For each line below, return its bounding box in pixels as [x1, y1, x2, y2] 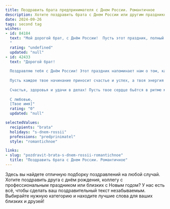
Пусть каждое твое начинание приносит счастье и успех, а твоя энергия [10, 78, 164, 83]
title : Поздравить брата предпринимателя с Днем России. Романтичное [5, 7, 155, 13]
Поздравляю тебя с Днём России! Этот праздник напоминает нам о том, [10, 69, 159, 74]
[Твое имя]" [10, 102, 35, 107]
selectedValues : [5, 120, 39, 125]
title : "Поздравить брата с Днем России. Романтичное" [10, 157, 128, 162]
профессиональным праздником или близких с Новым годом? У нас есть [5, 182, 165, 188]
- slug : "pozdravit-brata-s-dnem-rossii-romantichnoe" [5, 153, 123, 158]
